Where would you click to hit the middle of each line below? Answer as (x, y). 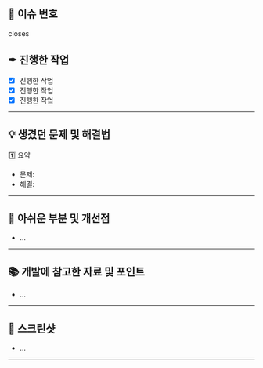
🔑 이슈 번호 (33, 14)
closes (19, 33)
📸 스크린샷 (32, 328)
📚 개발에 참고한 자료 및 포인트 (76, 272)
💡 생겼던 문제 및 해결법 (59, 135)
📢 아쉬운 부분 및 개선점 (59, 219)
